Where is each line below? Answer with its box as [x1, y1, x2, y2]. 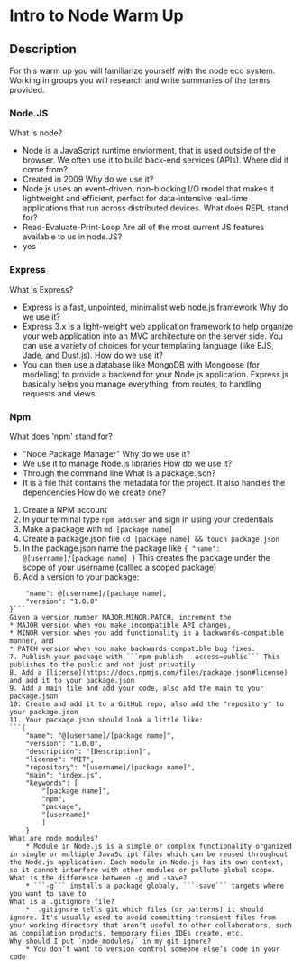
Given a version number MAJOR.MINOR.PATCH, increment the [9, 612, 232, 621]
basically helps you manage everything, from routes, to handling [22, 378, 261, 389]
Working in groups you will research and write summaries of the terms [9, 75, 270, 86]
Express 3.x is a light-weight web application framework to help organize [22, 321, 294, 331]
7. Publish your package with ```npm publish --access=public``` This [9, 652, 280, 661]
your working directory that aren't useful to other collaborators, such [9, 920, 293, 930]
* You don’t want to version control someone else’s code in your [25, 945, 280, 954]
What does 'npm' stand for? [9, 431, 113, 442]
